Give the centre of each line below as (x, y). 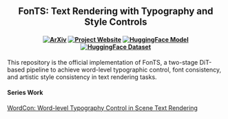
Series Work (25, 93)
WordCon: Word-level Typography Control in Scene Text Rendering (103, 108)
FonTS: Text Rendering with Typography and (116, 11)
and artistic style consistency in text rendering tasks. (82, 77)
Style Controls (116, 22)
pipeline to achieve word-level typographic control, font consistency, (124, 69)
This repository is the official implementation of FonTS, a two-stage (103, 62)
